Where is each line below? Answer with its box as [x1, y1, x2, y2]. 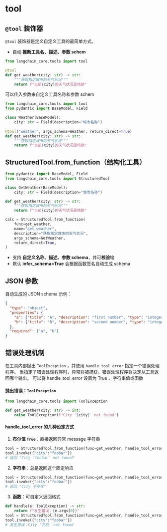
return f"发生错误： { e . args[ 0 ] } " [14, 509, 80, 514]
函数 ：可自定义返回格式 [12, 494, 61, 500]
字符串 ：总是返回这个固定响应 [12, 465, 74, 471]
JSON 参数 [5, 276, 38, 285]
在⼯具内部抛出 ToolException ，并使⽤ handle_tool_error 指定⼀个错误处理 [5, 362, 160, 368]
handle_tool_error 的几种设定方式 [5, 424, 75, 430]
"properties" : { [9, 310, 43, 315]
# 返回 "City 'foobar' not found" [5, 455, 76, 460]
